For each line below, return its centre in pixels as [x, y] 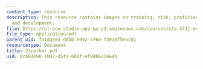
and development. [34, 23]
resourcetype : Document [36, 46]
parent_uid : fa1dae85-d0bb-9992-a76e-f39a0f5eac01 [71, 40]
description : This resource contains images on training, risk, [89, 17]
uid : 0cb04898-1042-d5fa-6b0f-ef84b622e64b [62, 56]
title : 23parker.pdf [32, 51]
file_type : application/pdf [42, 34]
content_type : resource [36, 12]
